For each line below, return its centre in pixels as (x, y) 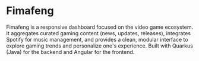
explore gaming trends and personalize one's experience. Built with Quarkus (99, 46)
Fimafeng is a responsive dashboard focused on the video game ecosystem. (100, 27)
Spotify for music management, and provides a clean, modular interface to (97, 39)
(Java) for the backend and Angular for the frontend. (70, 52)
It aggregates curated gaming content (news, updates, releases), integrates (99, 33)
